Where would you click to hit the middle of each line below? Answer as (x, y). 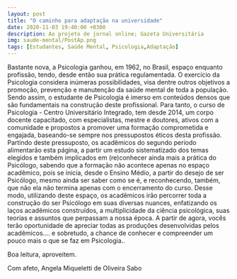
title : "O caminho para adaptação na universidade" (85, 21)
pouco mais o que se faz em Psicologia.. (66, 241)
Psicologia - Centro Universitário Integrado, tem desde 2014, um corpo (111, 112)
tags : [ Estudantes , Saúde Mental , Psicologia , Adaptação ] (93, 47)
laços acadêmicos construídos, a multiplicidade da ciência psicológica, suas (118, 210)
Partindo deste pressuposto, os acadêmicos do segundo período (102, 142)
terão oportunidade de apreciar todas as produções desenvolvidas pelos (113, 225)
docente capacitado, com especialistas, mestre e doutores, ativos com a (113, 120)
